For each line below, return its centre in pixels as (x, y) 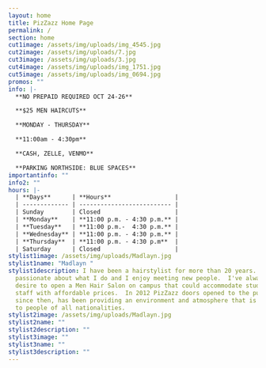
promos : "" (26, 82)
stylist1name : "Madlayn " (51, 264)
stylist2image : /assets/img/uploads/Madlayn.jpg (90, 315)
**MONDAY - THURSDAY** (53, 125)
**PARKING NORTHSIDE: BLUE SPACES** (76, 168)
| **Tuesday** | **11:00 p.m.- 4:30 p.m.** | (97, 226)
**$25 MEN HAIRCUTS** (51, 111)
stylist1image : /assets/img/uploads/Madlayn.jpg (90, 256)
